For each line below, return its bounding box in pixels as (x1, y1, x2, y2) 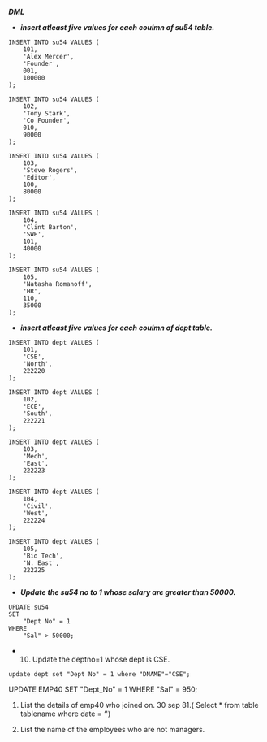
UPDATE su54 (8, 603, 49, 611)
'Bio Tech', (23, 552, 63, 560)
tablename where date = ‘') (19, 709, 111, 718)
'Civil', (23, 502, 53, 510)
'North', (23, 360, 53, 368)
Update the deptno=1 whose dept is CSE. (32, 654, 170, 664)
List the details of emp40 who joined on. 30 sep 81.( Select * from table (19, 701, 259, 709)
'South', (23, 410, 53, 418)
